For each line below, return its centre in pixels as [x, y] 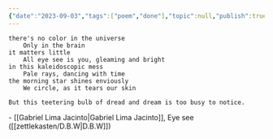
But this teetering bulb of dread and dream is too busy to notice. [127, 102]
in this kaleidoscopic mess [56, 67]
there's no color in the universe [67, 38]
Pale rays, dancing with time [74, 74]
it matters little [39, 52]
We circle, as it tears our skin [80, 88]
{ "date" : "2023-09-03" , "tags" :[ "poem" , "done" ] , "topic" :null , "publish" [129, 16]
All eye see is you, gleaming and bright [94, 59]
